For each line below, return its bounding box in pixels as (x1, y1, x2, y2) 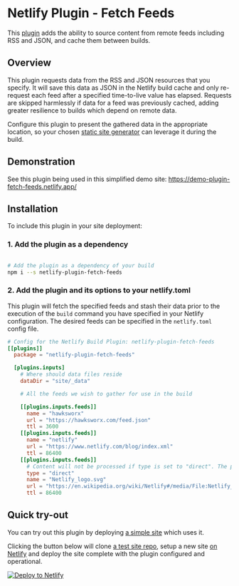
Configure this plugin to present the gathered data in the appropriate (7, 120, 208, 128)
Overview (7, 57, 52, 69)
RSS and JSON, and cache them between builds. (7, 36, 151, 44)
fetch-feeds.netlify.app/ (7, 182, 77, 190)
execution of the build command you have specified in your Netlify (7, 309, 204, 318)
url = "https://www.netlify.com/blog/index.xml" (26, 443, 174, 451)
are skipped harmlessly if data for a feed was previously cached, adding (7, 98, 219, 107)
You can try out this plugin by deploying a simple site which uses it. (7, 528, 205, 536)
